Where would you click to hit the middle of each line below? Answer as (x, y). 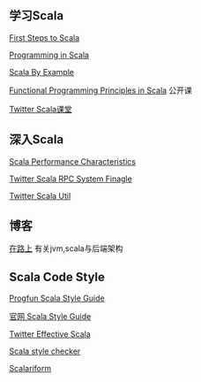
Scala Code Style (57, 277)
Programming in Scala (49, 55)
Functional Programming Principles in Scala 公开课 (100, 90)
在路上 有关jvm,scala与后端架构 (66, 248)
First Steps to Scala (45, 37)
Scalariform (30, 369)
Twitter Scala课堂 (41, 109)
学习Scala (37, 16)
